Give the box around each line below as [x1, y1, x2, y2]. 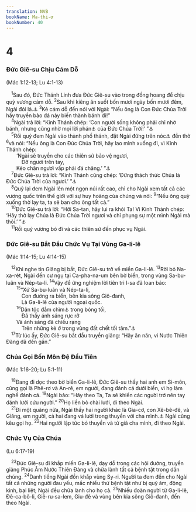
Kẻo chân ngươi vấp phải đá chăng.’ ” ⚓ [16, 165, 111, 172]
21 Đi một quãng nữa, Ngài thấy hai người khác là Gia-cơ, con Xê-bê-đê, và [11, 405, 190, 413]
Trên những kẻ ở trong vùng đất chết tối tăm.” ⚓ [21, 325, 136, 332]
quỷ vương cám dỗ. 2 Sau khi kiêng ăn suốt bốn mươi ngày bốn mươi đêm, [6, 97, 183, 105]
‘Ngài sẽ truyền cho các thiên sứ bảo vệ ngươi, [16, 152, 129, 159]
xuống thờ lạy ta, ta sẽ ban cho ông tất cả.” [6, 199, 110, 206]
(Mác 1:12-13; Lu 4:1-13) [6, 78, 63, 86]
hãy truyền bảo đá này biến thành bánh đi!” [6, 112, 111, 119]
